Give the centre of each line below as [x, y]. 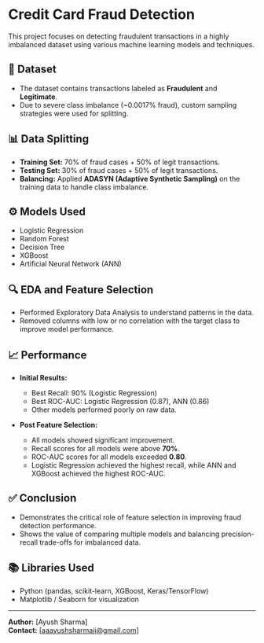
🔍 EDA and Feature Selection [81, 290]
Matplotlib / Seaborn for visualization [79, 599]
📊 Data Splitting [48, 139]
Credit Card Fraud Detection [101, 15]
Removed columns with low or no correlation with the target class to [130, 321]
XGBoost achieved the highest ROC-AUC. [99, 474]
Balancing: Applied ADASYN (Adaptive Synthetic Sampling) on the [130, 178]
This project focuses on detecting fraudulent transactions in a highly [119, 36]
